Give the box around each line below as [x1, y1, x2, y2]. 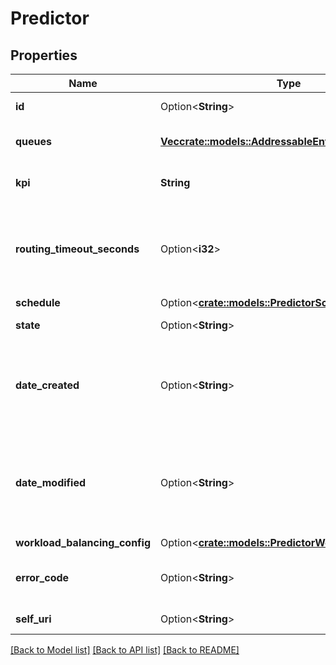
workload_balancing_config [15, 536, 152, 549]
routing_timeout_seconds [15, 242, 140, 256]
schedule [15, 296, 61, 309]
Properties [10, 47, 78, 64]
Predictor [10, 7, 90, 30]
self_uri [15, 612, 52, 626]
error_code [15, 571, 70, 584]
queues [15, 135, 53, 148]
